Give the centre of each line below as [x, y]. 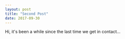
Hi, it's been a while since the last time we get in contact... [63, 32]
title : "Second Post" [27, 14]
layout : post [18, 9]
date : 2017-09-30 [22, 18]
